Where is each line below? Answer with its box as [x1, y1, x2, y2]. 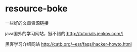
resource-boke [5, 3, 68, 14]
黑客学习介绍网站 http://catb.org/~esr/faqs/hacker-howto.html [5, 41, 132, 47]
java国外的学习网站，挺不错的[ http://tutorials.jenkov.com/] [5, 30, 124, 36]
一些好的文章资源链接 [5, 20, 48, 26]
